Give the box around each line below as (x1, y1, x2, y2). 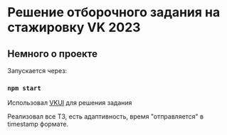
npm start (7, 84, 41, 92)
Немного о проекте (7, 48, 98, 60)
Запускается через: (7, 67, 68, 75)
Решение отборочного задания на (7, 4, 221, 21)
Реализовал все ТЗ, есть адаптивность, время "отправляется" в (7, 112, 204, 121)
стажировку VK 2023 (7, 19, 141, 36)
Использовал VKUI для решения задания (7, 99, 132, 107)
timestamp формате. (7, 120, 69, 129)
